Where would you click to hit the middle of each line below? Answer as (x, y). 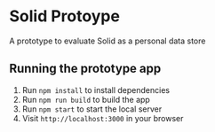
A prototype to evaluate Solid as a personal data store (107, 41)
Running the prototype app (85, 69)
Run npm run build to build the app (86, 99)
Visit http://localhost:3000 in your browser (103, 118)
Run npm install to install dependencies (96, 89)
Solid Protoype (64, 16)
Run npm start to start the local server (92, 109)
